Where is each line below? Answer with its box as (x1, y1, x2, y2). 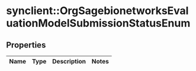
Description (52, 58, 86, 65)
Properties (6, 40, 46, 50)
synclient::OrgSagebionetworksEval (6, 4, 189, 18)
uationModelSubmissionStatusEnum (6, 16, 191, 30)
